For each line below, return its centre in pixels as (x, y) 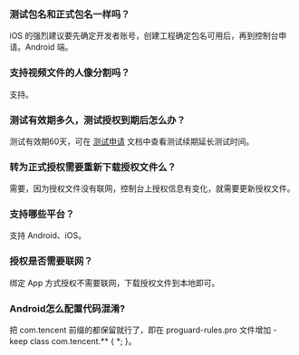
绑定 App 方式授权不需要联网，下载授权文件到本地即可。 (115, 283)
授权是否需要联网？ (51, 262)
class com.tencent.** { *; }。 (83, 341)
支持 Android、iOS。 (48, 235)
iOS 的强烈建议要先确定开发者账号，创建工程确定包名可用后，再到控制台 (144, 36)
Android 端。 (49, 47)
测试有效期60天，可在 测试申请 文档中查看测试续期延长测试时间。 (132, 141)
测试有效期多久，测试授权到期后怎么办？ (97, 120)
